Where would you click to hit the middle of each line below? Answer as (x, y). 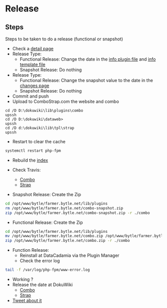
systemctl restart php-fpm (33, 151)
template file (33, 64)
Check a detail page (33, 49)
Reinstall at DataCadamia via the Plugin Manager (70, 256)
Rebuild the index (30, 160)
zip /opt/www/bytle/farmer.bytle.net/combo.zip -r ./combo (68, 241)
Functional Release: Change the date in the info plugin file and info (88, 59)
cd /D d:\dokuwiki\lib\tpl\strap (40, 128)
